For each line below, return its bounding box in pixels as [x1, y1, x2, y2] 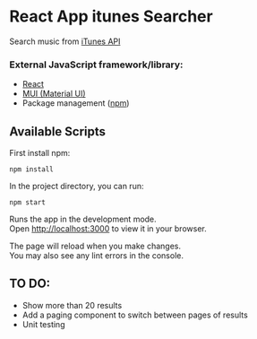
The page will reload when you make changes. [9, 240, 182, 252]
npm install [9, 165, 54, 174]
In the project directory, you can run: [9, 181, 144, 192]
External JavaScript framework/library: [9, 58, 184, 71]
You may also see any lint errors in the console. [9, 250, 184, 261]
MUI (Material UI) [21, 88, 87, 100]
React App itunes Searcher [9, 6, 213, 27]
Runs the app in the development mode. [9, 213, 157, 225]
